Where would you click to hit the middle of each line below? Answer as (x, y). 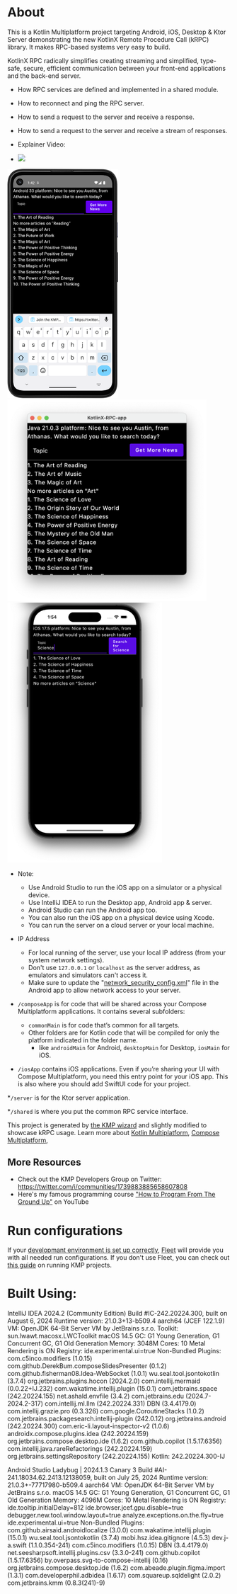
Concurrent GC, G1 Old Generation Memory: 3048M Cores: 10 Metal (106, 1343)
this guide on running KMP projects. (59, 1265)
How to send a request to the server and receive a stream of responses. (122, 130)
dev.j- (220, 1538)
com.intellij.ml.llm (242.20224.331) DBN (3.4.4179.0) (121, 1404)
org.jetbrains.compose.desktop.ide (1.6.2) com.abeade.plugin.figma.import (116, 1568)
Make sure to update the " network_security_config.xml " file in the (123, 982)
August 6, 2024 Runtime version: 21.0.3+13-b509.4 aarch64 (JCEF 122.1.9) (116, 1321)
